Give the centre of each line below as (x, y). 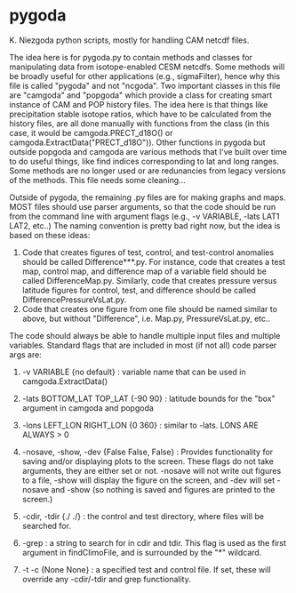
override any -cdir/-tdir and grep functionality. (106, 579)
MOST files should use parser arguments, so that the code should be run (143, 206)
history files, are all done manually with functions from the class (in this (140, 123)
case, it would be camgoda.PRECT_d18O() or (91, 132)
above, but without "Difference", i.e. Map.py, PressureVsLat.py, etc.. (146, 318)
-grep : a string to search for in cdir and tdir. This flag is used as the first (154, 542)
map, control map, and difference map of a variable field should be (144, 271)
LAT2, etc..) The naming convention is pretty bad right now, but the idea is (145, 225)
